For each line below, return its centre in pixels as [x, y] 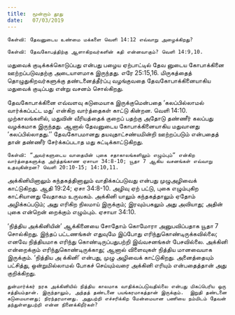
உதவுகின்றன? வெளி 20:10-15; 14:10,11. [63, 167]
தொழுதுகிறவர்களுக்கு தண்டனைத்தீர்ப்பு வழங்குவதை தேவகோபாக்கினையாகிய [109, 80]
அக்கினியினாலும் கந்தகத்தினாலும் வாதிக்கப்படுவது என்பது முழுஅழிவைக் [102, 180]
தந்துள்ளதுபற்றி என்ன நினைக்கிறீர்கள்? [52, 304]
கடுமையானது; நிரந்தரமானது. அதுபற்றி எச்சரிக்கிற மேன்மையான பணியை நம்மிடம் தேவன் [116, 298]
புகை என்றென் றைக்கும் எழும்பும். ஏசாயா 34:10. [72, 211]
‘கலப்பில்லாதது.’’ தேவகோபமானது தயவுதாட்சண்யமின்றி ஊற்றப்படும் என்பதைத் [113, 134]
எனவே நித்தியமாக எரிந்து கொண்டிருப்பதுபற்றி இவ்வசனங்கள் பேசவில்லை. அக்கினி [117, 241]
